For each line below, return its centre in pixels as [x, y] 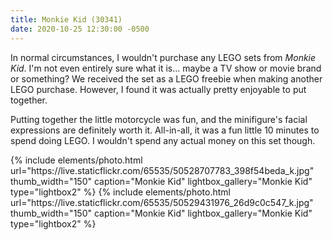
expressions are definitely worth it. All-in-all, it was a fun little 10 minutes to [165, 130]
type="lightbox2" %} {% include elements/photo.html [120, 192]
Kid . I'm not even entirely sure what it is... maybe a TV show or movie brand [166, 68]
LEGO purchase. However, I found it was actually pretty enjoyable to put [158, 89]
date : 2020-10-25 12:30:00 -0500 [80, 29]
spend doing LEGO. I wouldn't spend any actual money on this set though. [163, 140]
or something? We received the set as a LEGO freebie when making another [166, 78]
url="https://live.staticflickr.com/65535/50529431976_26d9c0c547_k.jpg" [162, 202]
